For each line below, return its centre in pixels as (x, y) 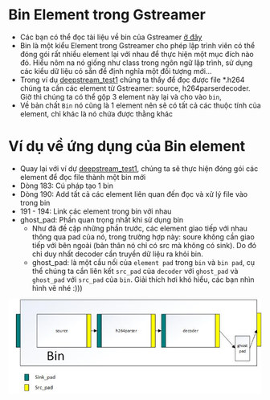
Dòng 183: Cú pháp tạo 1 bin (67, 186)
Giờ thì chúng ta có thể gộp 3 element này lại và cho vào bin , (121, 96)
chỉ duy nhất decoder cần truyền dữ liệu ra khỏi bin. (117, 254)
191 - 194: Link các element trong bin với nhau (96, 211)
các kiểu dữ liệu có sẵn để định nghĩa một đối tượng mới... (116, 71)
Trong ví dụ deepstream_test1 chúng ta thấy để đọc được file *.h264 (132, 80)
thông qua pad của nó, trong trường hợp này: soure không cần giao (143, 237)
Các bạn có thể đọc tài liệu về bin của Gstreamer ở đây (111, 37)
